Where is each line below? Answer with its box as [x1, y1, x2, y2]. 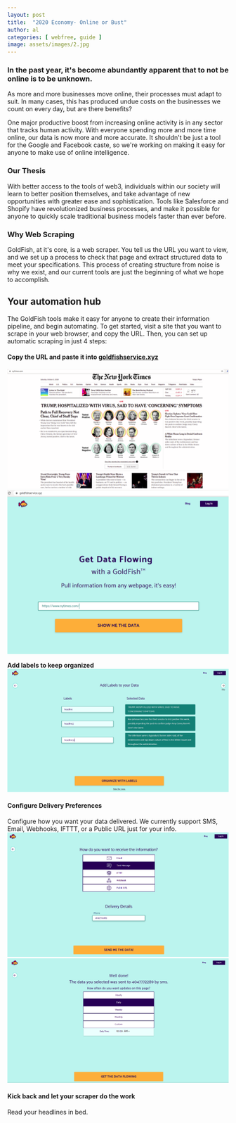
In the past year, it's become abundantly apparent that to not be [7, 65, 229, 75]
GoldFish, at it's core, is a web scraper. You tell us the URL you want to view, [7, 246, 228, 254]
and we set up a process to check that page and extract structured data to [7, 253, 223, 262]
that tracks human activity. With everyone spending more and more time [7, 126, 216, 134]
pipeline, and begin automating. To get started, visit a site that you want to [7, 322, 222, 330]
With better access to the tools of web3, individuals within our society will [7, 182, 221, 190]
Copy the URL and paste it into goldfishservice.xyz [7, 353, 159, 362]
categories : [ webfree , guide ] [7, 34, 102, 41]
